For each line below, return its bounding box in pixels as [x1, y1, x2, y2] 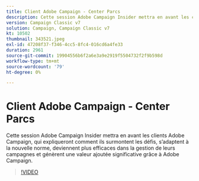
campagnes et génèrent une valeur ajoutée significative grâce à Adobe [6, 151, 179, 158]
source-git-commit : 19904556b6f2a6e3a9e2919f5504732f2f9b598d [6, 53, 163, 59]
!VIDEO [20, 169, 38, 176]
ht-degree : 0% [6, 69, 41, 75]
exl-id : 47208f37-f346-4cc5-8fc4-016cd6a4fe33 [6, 42, 123, 48]
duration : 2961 [6, 47, 44, 53]
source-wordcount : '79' [6, 63, 65, 70]
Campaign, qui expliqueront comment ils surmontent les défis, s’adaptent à [6, 138, 189, 146]
